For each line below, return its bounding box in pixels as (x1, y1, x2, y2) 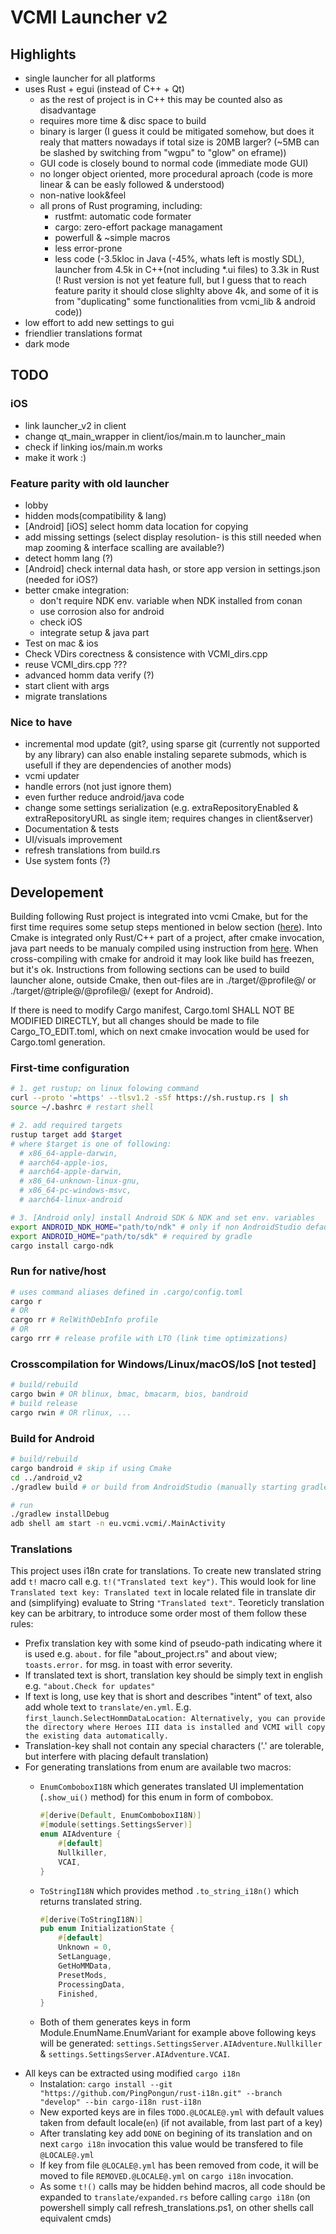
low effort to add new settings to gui (24, 317, 175, 328)
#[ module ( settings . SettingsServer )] (39, 1820, 193, 1830)
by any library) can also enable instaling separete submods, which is (24, 749, 308, 761)
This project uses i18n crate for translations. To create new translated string (10, 1565, 322, 1577)
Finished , (58, 1989, 99, 1999)
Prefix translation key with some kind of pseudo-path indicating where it (24, 1637, 323, 1650)
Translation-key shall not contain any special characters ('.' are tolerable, (24, 1740, 325, 1752)
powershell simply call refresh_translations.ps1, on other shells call (39, 2202, 314, 2214)
